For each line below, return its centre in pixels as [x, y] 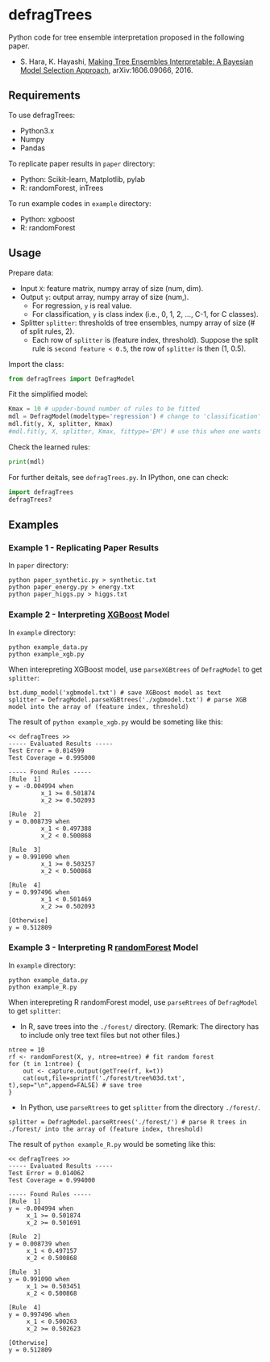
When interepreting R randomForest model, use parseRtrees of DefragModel [133, 1002]
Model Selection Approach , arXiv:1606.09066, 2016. [106, 70]
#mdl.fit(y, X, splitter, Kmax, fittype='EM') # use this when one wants [135, 432]
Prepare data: [31, 272]
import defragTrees [41, 492]
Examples [33, 524]
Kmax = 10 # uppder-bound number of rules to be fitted [104, 409]
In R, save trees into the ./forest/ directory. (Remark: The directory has [139, 1026]
